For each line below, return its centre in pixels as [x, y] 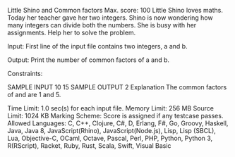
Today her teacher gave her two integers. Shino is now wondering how [110, 18]
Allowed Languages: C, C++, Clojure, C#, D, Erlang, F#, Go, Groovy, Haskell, [118, 123]
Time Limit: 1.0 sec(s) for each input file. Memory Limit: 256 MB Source [110, 108]
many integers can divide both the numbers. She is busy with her [102, 25]
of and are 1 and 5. [34, 95]
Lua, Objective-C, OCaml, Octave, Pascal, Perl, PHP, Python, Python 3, [110, 138]
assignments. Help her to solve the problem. [72, 32]
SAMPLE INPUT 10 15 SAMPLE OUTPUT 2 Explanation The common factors [117, 87]
